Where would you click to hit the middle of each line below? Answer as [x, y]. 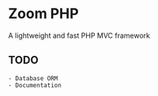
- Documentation [35, 85]
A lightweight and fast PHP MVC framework [79, 35]
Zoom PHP [43, 14]
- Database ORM [33, 78]
